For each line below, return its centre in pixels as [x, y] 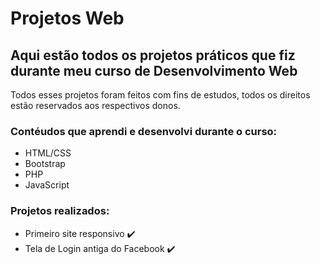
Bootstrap [45, 164]
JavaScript [47, 185]
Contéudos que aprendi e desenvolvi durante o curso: [144, 131]
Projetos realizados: [60, 211]
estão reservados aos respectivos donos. [95, 105]
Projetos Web [67, 18]
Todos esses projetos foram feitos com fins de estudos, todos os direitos [160, 95]
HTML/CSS [48, 153]
